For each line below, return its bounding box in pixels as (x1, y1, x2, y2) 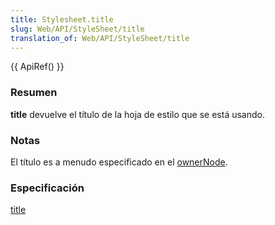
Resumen (10, 86, 58, 100)
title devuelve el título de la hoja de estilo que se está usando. (10, 108, 266, 120)
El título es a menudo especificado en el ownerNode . (10, 156, 228, 168)
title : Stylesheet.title (10, 14, 114, 25)
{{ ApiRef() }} (10, 61, 65, 73)
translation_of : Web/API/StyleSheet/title (10, 33, 190, 43)
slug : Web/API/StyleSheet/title (10, 24, 145, 34)
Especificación (10, 181, 85, 195)
